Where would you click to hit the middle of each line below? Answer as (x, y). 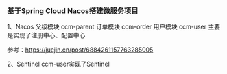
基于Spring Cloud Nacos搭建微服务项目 (73, 10)
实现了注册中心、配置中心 (49, 35)
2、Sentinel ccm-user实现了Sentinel (58, 64)
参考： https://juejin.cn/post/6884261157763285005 (80, 50)
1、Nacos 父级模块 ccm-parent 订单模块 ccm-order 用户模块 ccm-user (107, 27)
